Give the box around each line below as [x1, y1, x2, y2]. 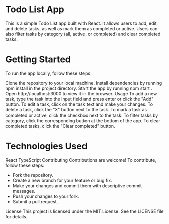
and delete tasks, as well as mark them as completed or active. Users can [5, 25, 158, 31]
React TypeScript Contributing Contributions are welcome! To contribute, [5, 157, 157, 163]
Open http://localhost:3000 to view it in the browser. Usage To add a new [5, 90, 157, 96]
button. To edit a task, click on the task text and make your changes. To [5, 101, 153, 107]
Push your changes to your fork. [12, 193, 79, 199]
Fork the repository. [12, 172, 54, 178]
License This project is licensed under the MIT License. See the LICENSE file [5, 208, 164, 214]
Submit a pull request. [12, 198, 58, 204]
